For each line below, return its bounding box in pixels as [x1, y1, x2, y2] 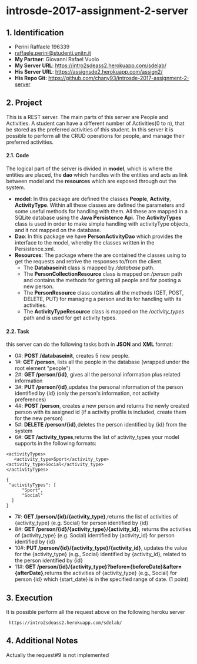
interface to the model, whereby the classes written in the [14, 239, 155, 246]
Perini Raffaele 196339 [14, 43, 70, 50]
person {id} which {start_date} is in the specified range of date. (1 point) [14, 576, 189, 583]
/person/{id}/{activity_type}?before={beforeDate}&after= [36, 563, 182, 570]
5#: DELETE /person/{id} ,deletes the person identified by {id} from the [14, 421, 187, 428]
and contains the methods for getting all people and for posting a [23, 277, 181, 284]
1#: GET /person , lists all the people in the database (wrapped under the [14, 358, 190, 366]
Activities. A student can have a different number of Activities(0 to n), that [6, 120, 185, 127]
